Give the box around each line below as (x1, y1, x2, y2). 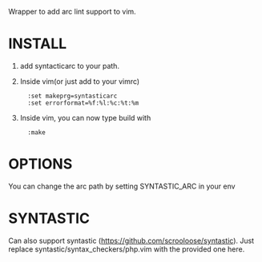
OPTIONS (8, 155, 73, 173)
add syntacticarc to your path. (19, 61, 120, 70)
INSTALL (8, 35, 67, 53)
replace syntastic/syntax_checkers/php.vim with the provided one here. (8, 244, 245, 254)
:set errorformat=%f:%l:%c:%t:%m (27, 99, 139, 107)
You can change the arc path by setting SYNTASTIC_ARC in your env (8, 181, 236, 191)
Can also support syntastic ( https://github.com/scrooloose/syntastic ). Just (8, 236, 255, 245)
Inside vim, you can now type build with (19, 113, 151, 122)
